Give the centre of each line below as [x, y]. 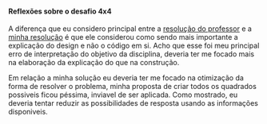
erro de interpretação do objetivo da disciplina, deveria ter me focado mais [131, 54]
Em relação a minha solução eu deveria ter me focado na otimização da [126, 78]
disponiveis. [28, 112]
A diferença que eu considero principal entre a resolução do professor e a [130, 29]
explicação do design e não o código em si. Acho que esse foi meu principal [134, 46]
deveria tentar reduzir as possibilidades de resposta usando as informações [133, 103]
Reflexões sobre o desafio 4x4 [60, 11]
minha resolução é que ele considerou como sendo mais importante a [123, 37]
